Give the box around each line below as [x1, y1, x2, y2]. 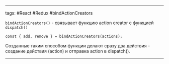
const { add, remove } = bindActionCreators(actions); [5, 34, 123, 39]
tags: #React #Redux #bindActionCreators [5, 10, 93, 16]
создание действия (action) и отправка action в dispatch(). [5, 48, 131, 54]
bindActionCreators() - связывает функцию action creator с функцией [5, 20, 154, 26]
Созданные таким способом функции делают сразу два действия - [5, 43, 150, 48]
